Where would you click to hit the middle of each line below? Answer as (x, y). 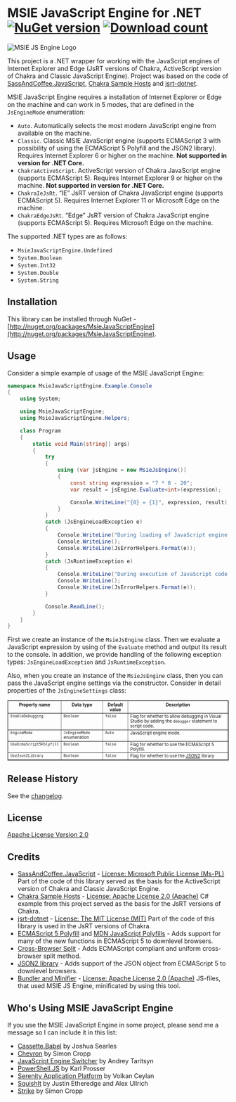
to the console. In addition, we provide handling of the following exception (114, 655)
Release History (43, 779)
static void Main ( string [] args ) (81, 444)
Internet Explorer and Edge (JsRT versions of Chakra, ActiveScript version (114, 68)
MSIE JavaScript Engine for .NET (104, 13)
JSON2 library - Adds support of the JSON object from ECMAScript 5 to (122, 963)
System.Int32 (37, 265)
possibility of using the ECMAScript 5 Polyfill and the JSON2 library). (117, 148)
